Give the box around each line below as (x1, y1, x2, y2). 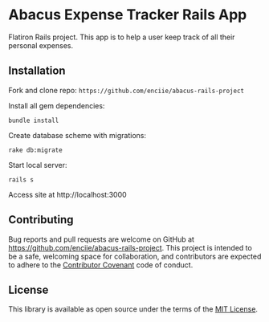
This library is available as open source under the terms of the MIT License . (8, 304, 259, 314)
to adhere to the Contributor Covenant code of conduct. (8, 259, 194, 270)
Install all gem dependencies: (8, 100, 105, 110)
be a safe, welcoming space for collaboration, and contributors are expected (8, 251, 262, 261)
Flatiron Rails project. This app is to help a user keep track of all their (8, 32, 235, 42)
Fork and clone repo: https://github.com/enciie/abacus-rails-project (8, 85, 245, 95)
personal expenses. (8, 40, 74, 50)
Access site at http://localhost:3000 (8, 190, 127, 199)
